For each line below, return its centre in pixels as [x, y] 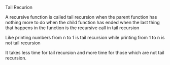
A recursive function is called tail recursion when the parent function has [81, 17]
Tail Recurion [19, 7]
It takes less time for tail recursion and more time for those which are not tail [85, 53]
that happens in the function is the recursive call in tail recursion [72, 28]
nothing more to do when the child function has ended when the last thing [82, 22]
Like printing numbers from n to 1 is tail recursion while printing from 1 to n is [85, 38]
